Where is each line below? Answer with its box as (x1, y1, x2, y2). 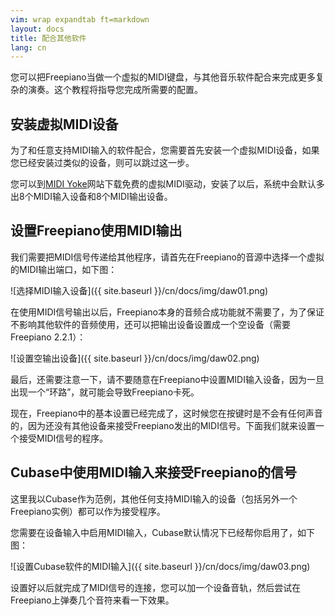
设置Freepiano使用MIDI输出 (10, 222, 183, 240)
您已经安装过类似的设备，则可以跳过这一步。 (10, 157, 195, 169)
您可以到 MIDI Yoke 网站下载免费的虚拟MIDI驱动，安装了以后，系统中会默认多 (10, 178, 325, 190)
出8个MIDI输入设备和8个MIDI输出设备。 (10, 191, 173, 203)
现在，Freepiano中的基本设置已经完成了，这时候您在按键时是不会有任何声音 (10, 407, 323, 419)
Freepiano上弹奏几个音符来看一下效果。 (10, 594, 175, 606)
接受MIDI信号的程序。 (18, 432, 109, 444)
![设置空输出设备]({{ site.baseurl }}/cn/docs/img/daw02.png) (10, 352, 260, 364)
